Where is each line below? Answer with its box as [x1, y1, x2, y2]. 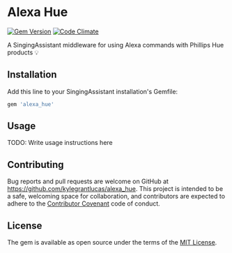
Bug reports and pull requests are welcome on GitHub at [7, 177, 169, 185]
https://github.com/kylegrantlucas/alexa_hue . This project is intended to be [7, 185, 224, 193]
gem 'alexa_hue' [7, 100, 54, 108]
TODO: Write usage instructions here [7, 139, 113, 147]
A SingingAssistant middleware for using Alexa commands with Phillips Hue [7, 40, 224, 49]
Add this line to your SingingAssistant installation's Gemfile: [7, 87, 178, 95]
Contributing [7, 158, 64, 171]
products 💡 [7, 48, 40, 56]
